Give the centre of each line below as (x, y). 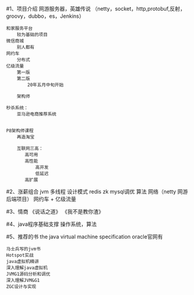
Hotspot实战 (20, 255)
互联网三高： (30, 148)
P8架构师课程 (20, 131)
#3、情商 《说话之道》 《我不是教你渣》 (55, 211)
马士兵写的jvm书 (23, 249)
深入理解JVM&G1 (23, 280)
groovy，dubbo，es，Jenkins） (45, 16)
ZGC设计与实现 (21, 287)
